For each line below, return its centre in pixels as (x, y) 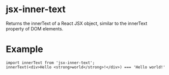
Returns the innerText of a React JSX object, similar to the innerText (77, 23)
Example (24, 49)
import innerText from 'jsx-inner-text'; (50, 63)
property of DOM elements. (35, 28)
